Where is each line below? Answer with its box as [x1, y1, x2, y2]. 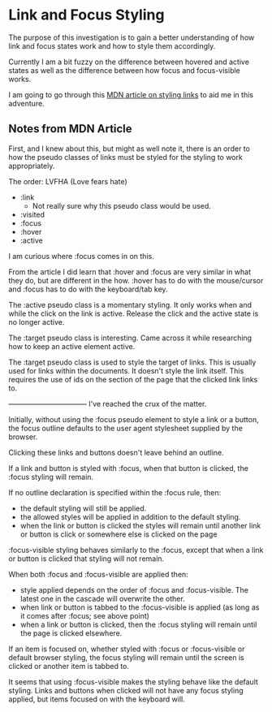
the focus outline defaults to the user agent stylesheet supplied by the [8, 423, 244, 433]
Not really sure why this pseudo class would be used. [32, 201, 211, 210]
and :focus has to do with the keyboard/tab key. [8, 284, 168, 294]
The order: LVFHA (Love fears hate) [8, 176, 127, 186]
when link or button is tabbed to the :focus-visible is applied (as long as [19, 602, 260, 612]
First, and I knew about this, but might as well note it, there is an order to [8, 144, 250, 153]
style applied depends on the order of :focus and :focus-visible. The [19, 585, 249, 594]
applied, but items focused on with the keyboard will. [8, 694, 185, 704]
